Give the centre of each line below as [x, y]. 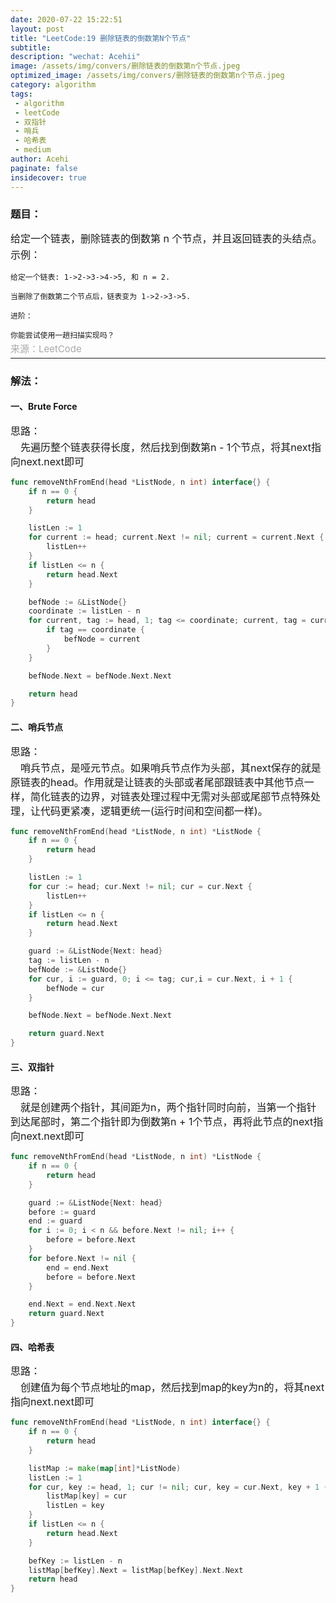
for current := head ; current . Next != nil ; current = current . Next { [176, 537]
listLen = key [75, 1506]
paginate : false [44, 168]
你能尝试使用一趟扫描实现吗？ [62, 335]
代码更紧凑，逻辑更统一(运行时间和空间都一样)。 [154, 811]
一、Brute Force [44, 407]
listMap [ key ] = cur [87, 1496]
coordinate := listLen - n [84, 611]
